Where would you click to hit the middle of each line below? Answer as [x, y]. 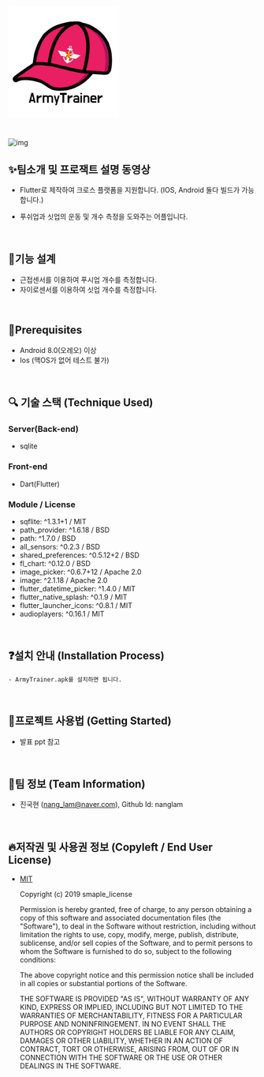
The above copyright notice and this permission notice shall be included [137, 975]
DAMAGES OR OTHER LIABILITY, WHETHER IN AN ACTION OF [121, 1041]
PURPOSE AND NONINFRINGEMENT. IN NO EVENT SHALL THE [123, 1024]
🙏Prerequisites [45, 330]
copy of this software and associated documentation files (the [120, 918]
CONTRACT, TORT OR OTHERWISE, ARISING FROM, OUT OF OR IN [129, 1049]
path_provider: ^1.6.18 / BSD [65, 530]
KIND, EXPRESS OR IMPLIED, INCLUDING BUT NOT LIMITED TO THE [131, 1008]
